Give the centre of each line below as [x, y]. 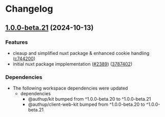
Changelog [29, 9]
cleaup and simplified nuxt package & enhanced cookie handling [81, 53]
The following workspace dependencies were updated [70, 88]
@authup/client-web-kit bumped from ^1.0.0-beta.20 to [86, 104]
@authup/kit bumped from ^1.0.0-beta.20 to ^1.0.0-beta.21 [89, 99]
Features [17, 42]
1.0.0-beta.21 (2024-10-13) [49, 28]
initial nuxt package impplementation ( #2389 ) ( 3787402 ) [73, 64]
